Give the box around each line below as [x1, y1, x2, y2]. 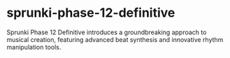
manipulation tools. [6, 43, 62, 51]
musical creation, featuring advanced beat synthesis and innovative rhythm [6, 35, 224, 43]
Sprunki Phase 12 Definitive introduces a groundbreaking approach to [6, 28, 207, 36]
